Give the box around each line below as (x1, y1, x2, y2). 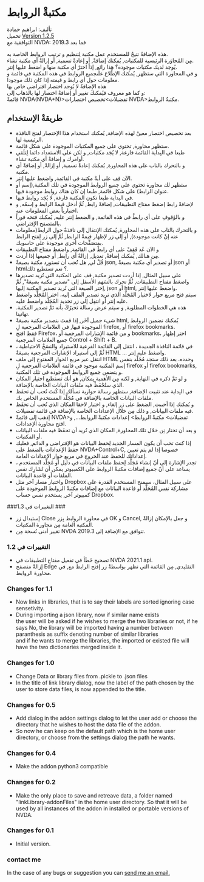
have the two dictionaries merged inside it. (15, 644, 123, 651)
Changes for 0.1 (7, 826, 54, 835)
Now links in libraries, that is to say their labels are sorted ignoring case (15, 598, 195, 605)
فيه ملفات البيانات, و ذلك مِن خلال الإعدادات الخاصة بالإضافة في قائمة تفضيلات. (15, 407, 194, 414)
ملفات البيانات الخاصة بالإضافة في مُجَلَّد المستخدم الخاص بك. (15, 394, 154, 401)
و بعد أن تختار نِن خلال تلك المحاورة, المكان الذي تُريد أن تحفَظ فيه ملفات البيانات (15, 426, 197, 433)
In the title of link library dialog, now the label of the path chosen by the (15, 679, 194, 686)
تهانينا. (15, 310, 30, 317)
